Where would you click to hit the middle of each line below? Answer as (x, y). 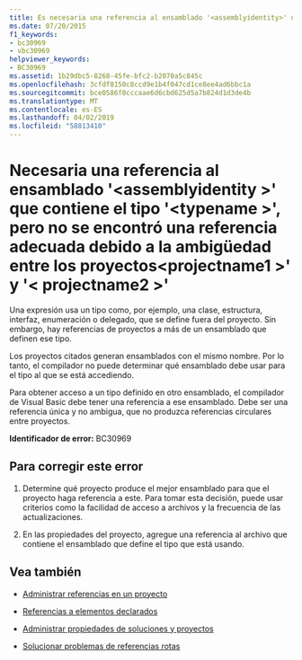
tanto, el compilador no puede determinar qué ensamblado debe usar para (147, 365)
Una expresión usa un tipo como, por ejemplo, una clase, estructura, (136, 310)
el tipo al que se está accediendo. (72, 374)
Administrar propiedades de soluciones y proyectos (118, 629)
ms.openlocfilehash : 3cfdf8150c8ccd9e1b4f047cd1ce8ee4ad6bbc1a (130, 84)
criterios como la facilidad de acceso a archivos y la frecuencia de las (151, 507)
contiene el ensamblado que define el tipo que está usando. (133, 543)
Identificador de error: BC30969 (71, 438)
